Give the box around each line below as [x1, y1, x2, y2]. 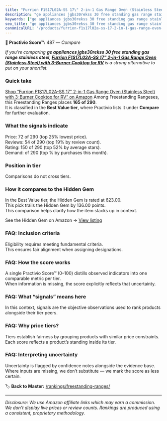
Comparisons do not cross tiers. [5, 173, 71, 179]
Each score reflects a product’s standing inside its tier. [5, 339, 116, 345]
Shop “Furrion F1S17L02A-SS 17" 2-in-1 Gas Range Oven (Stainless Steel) [5, 89, 156, 95]
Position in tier [5, 162, 41, 169]
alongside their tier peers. [5, 310, 58, 316]
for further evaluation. [5, 110, 50, 116]
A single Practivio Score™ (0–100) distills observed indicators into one [5, 270, 148, 276]
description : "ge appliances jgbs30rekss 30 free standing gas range [5, 12, 153, 17]
